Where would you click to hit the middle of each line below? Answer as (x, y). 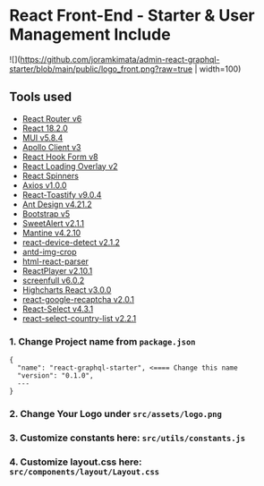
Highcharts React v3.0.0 (67, 290)
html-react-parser (55, 261)
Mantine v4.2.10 (51, 233)
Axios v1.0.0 (44, 185)
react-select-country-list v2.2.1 (79, 318)
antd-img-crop (50, 252)
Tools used (41, 97)
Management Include (90, 34)
